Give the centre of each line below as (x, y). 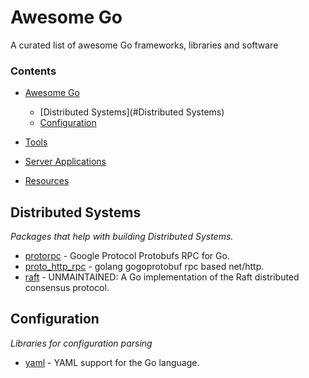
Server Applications (65, 162)
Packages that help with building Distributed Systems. (122, 237)
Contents (33, 71)
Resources (47, 181)
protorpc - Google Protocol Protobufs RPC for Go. (127, 256)
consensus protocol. (67, 288)
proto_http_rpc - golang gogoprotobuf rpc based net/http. (144, 267)
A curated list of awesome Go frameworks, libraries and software (144, 45)
